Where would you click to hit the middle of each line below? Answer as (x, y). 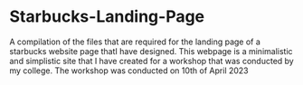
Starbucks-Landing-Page (107, 17)
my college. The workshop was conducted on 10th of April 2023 (129, 71)
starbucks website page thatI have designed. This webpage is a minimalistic (151, 51)
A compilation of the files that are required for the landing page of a (135, 42)
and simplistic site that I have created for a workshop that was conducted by (151, 61)
